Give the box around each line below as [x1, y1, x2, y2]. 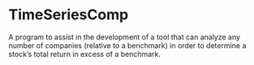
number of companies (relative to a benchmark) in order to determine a [8, 40, 247, 50]
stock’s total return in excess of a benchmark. [8, 49, 161, 59]
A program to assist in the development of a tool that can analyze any [8, 32, 241, 42]
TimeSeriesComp [8, 6, 129, 24]
